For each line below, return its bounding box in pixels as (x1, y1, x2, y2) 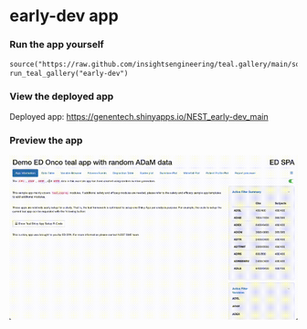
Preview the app (9, 133, 83, 146)
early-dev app (9, 5, 119, 27)
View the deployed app (9, 90, 114, 103)
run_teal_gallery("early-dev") (9, 69, 129, 79)
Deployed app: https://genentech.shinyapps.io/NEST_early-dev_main (9, 111, 269, 122)
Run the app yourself (9, 38, 105, 51)
